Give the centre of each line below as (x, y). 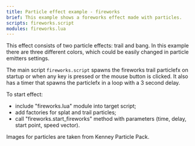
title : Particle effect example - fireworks (63, 12)
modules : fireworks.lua (36, 29)
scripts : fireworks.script (40, 23)
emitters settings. (28, 58)
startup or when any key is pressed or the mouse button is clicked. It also (97, 76)
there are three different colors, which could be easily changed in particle (97, 52)
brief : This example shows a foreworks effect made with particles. (94, 17)
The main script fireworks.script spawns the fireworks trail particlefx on (97, 70)
